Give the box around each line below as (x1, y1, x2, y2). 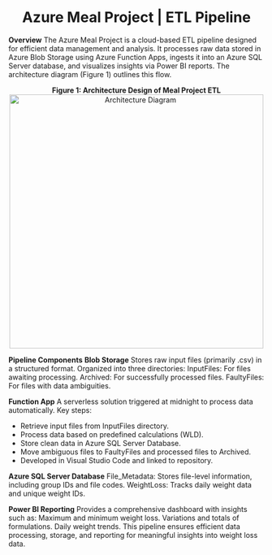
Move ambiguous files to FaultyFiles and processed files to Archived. (19, 447, 252, 457)
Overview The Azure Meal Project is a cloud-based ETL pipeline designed (8, 35, 257, 45)
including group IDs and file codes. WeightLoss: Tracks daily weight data (8, 479, 252, 489)
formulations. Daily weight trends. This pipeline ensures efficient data (8, 521, 241, 531)
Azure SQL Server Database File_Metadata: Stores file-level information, (8, 471, 253, 481)
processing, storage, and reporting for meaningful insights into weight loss (8, 530, 258, 540)
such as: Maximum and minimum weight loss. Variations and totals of (8, 513, 240, 522)
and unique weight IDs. (8, 488, 85, 498)
